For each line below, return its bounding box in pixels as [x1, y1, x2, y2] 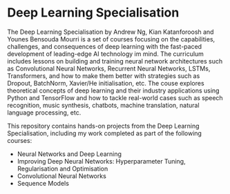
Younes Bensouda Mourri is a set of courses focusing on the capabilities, [7, 35, 215, 43]
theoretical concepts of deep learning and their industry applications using [7, 86, 220, 95]
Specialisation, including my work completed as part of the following [7, 129, 202, 137]
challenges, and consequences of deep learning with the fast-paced [7, 42, 202, 50]
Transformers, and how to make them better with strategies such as [7, 71, 200, 80]
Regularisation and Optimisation [17, 164, 108, 173]
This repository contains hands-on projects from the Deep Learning [7, 122, 200, 130]
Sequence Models [17, 179, 69, 187]
